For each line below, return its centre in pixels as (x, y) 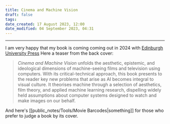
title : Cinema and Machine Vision (42, 10)
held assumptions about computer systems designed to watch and (87, 95)
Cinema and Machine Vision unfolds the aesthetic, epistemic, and (86, 63)
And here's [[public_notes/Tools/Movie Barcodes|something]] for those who (85, 111)
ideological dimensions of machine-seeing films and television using (89, 68)
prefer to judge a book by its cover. (42, 116)
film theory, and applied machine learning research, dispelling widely (89, 90)
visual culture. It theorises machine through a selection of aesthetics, (90, 85)
